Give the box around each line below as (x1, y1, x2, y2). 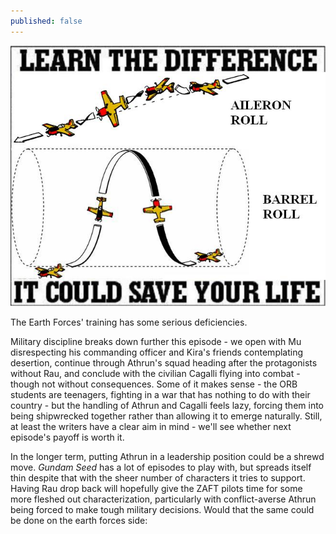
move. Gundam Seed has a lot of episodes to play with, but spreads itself (10, 461, 312, 474)
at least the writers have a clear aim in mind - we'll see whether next (10, 421, 292, 433)
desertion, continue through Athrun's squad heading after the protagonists (10, 357, 318, 369)
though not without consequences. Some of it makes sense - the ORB (10, 378, 298, 390)
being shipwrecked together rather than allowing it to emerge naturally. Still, (10, 410, 323, 422)
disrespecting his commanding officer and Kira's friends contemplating (10, 346, 304, 359)
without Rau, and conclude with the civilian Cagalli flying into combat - (10, 368, 301, 380)
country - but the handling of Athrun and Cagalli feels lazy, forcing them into (10, 400, 325, 412)
